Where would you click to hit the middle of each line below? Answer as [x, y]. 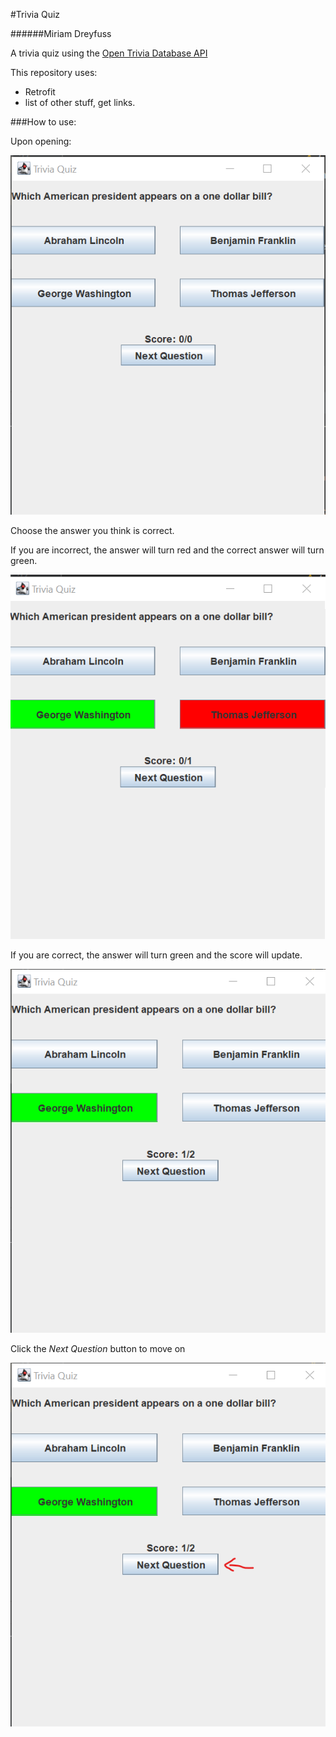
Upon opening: [41, 141]
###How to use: [43, 122]
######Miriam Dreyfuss [61, 33]
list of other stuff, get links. [80, 102]
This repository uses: [54, 72]
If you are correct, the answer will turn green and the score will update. [156, 955]
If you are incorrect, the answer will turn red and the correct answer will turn [167, 550]
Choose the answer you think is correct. [92, 530]
